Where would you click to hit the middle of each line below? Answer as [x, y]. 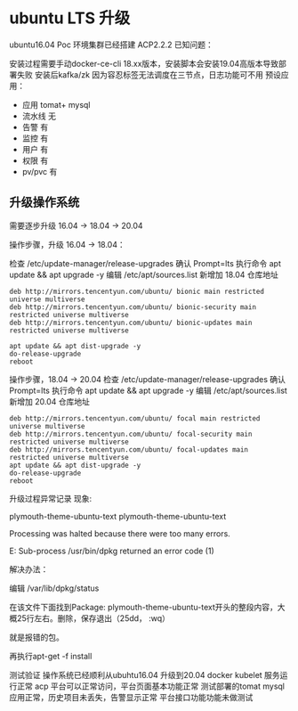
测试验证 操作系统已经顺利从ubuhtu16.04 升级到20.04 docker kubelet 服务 [145, 674]
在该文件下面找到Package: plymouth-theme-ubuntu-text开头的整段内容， [144, 607]
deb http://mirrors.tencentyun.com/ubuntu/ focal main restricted [135, 418]
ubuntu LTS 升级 [70, 18]
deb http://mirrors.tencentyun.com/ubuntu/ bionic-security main [133, 307]
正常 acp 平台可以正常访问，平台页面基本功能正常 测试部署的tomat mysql [151, 686]
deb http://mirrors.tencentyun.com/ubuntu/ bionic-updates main [131, 323]
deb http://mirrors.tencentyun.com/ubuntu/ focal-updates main [129, 449]
